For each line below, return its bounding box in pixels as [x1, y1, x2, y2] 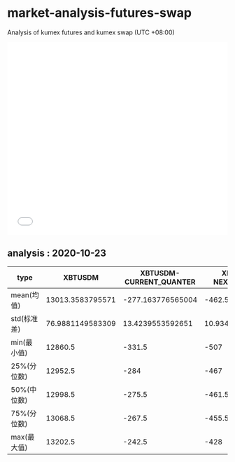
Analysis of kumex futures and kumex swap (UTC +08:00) [7, 28, 175, 36]
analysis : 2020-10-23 [7, 247, 107, 259]
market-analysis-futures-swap [7, 5, 192, 21]
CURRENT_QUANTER [124, 277, 196, 287]
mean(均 [10, 290, 40, 299]
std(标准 [10, 313, 38, 323]
